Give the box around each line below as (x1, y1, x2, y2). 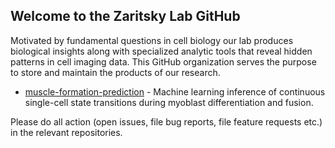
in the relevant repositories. (10, 126, 123, 138)
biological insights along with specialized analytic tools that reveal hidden (10, 45, 313, 57)
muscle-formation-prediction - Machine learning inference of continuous (24, 85, 326, 98)
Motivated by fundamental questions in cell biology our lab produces (10, 34, 294, 46)
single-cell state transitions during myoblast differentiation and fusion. (24, 96, 314, 108)
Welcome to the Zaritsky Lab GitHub (10, 8, 241, 25)
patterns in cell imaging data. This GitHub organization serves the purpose (10, 55, 317, 68)
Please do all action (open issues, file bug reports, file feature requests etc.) (10, 115, 323, 128)
